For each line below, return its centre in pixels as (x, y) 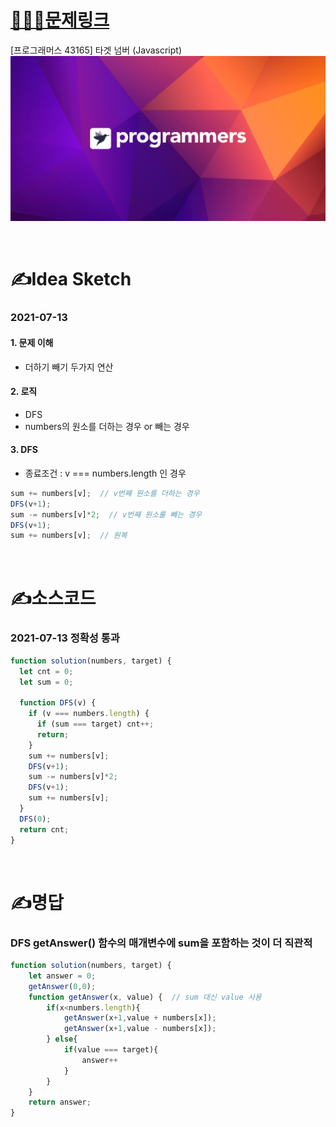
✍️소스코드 (53, 598)
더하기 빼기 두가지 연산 (69, 367)
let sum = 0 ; (46, 682)
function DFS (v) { (58, 703)
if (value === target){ (111, 1050)
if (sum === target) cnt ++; (95, 724)
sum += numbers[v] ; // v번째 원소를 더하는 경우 (105, 493)
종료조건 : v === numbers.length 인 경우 (105, 473)
